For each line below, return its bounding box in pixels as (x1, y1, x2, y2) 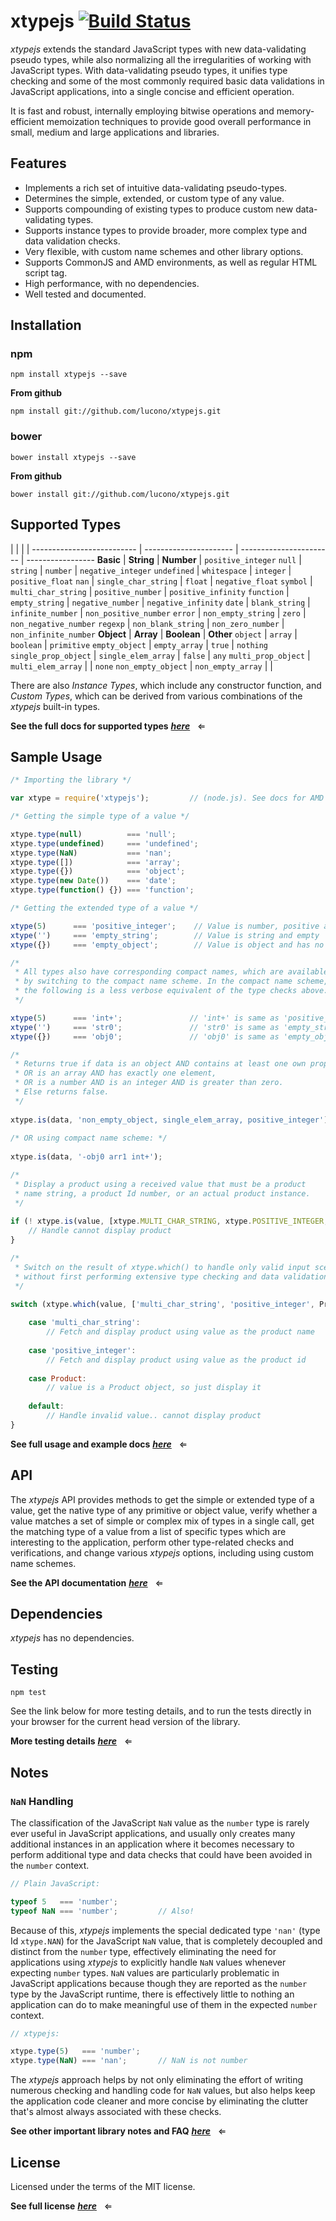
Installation (10, 317, 82, 334)
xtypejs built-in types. (10, 700, 101, 712)
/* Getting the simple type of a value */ (10, 811, 190, 822)
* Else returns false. (14, 1087, 110, 1097)
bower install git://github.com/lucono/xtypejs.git (10, 489, 230, 499)
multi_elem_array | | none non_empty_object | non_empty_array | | (10, 660, 273, 672)
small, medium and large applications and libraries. (10, 126, 220, 138)
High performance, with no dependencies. (24, 277, 200, 289)
